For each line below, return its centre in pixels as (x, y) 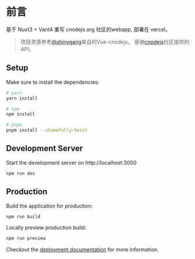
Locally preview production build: (46, 228)
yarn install (22, 98)
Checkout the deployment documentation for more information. (83, 250)
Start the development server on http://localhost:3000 (71, 162)
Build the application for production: (49, 206)
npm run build (23, 217)
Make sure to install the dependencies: (53, 82)
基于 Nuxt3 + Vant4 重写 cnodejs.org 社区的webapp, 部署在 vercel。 (88, 29)
